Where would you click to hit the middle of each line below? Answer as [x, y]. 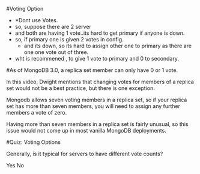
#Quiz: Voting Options [34, 142]
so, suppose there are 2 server [53, 27]
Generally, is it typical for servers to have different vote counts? [85, 154]
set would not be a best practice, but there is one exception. [80, 88]
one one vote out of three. [56, 52]
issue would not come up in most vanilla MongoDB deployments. [86, 130]
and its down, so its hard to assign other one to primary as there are [108, 46]
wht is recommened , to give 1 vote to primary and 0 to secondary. [97, 58]
